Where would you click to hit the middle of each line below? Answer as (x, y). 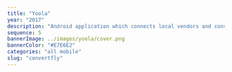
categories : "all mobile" (44, 52)
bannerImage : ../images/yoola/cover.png (66, 39)
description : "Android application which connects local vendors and (109, 26)
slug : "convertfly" (35, 58)
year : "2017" (26, 20)
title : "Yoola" (29, 13)
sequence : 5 (24, 33)
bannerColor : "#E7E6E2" (41, 45)
